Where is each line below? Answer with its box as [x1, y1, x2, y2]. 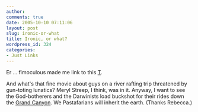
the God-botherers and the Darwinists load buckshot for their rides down [6, 93, 184, 100]
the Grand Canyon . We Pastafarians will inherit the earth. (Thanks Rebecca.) [6, 98, 193, 106]
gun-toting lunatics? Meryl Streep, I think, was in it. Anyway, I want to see [6, 86, 186, 93]
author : [6, 8, 25, 15]
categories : [6, 47, 36, 53]
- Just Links [6, 52, 39, 58]
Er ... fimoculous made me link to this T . [6, 68, 103, 75]
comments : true [6, 14, 44, 20]
